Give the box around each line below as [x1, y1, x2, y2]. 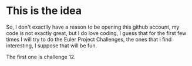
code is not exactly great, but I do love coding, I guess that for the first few [6, 29, 187, 36]
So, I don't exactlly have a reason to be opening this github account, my [6, 23, 180, 30]
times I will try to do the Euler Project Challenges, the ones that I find [6, 36, 172, 43]
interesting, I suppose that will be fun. [6, 42, 97, 49]
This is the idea [6, 4, 82, 18]
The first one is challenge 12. [6, 53, 76, 60]
